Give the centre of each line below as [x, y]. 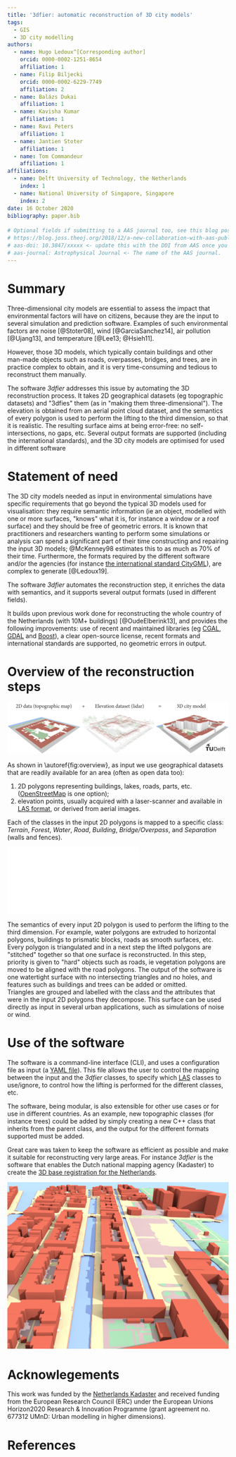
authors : [20, 45]
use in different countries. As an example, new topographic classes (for [111, 1114]
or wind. [19, 1014]
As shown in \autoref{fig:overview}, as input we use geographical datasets [115, 764]
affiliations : [28, 171]
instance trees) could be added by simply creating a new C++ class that [111, 1121]
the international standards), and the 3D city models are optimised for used [116, 440]
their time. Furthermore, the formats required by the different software [109, 556]
